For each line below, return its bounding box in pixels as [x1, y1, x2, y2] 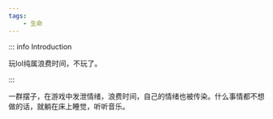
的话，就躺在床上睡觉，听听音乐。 [15, 101, 130, 111]
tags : [8, 11, 27, 20]
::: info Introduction [8, 41, 72, 51]
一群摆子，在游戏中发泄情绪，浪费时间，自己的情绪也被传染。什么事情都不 [8, 91, 258, 101]
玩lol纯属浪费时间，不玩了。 [8, 58, 102, 68]
